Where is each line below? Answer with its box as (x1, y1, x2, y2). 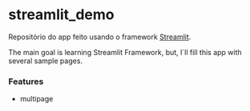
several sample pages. (8, 56, 83, 65)
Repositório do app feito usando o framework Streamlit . (8, 32, 192, 42)
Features (8, 76, 44, 87)
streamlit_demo (8, 6, 115, 24)
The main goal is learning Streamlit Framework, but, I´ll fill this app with (8, 47, 242, 57)
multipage (19, 94, 54, 104)
